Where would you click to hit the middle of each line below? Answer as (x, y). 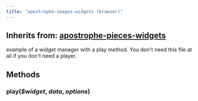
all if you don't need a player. (41, 56)
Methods (23, 74)
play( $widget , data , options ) (48, 91)
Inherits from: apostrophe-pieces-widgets (86, 36)
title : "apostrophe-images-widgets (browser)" (65, 12)
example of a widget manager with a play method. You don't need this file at (99, 50)
